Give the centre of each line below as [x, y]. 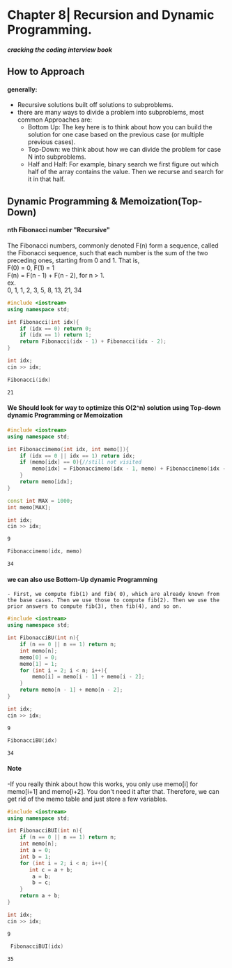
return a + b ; [40, 896]
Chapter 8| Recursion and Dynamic [111, 15]
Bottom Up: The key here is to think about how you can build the [120, 127]
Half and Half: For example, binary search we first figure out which [123, 164]
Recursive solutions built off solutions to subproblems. [95, 105]
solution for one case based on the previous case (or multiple [116, 135]
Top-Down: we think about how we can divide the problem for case [124, 150]
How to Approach [46, 72]
